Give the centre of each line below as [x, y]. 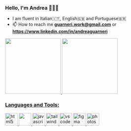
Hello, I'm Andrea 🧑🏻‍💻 [32, 8]
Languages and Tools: [32, 105]
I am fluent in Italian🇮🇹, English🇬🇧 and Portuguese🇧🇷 [69, 19]
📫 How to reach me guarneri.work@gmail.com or [64, 25]
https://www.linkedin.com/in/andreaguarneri [60, 32]
